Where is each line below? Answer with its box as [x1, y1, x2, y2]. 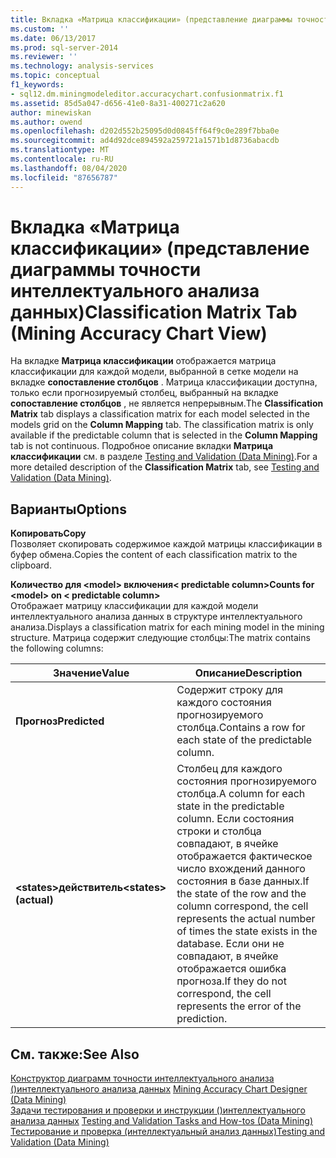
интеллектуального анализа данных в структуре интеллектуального [10, 611, 303, 623]
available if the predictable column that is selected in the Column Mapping [10, 429, 318, 441]
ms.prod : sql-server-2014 [10, 42, 118, 53]
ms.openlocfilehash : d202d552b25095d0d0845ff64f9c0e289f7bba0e [10, 126, 280, 136]
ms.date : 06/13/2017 [10, 33, 97, 43]
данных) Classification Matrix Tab [10, 301, 298, 323]
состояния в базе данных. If [176, 874, 310, 888]
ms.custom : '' [10, 24, 70, 34]
